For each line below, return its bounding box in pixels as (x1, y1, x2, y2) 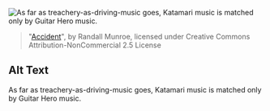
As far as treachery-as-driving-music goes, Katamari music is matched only (8, 84, 262, 94)
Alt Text (8, 64, 49, 77)
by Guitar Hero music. (8, 93, 82, 103)
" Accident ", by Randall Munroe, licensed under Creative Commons (28, 32, 251, 41)
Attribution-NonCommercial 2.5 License (28, 40, 162, 50)
